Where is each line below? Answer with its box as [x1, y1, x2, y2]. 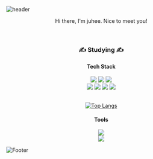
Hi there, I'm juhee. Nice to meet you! [55, 17, 148, 24]
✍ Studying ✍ [78, 45, 124, 54]
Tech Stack [87, 63, 116, 70]
